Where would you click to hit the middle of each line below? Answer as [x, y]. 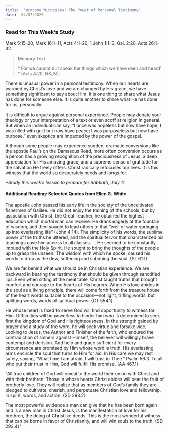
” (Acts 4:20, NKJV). [39, 73]
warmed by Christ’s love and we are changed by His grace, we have [76, 88]
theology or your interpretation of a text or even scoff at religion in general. [83, 120]
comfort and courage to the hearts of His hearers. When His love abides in [82, 285]
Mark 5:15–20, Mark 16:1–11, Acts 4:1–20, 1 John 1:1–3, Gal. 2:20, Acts [76, 43]
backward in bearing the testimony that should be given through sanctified [83, 274]
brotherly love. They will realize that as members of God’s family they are [81, 385]
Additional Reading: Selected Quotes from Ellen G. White [66, 194]
